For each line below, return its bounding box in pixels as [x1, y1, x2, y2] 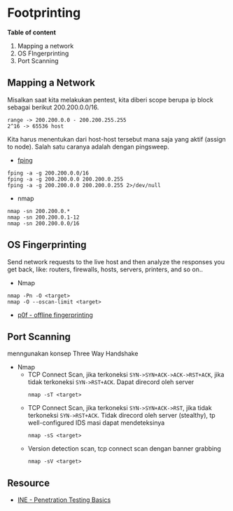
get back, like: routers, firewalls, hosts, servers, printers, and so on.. [7, 265, 203, 273]
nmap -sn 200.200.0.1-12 [7, 214, 80, 221]
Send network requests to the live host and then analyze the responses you [7, 257, 225, 266]
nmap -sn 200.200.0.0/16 [7, 219, 80, 227]
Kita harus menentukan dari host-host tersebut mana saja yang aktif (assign [7, 135, 226, 143]
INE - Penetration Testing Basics [17, 496, 111, 504]
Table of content [7, 28, 56, 36]
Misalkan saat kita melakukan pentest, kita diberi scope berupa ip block [7, 95, 213, 104]
